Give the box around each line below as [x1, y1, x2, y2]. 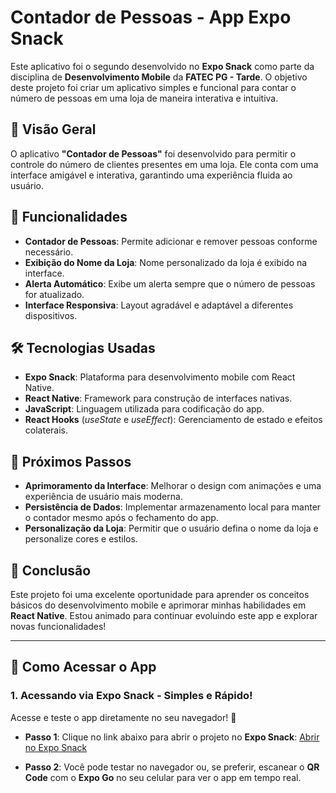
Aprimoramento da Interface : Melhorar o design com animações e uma [24, 480, 322, 492]
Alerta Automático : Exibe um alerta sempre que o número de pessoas [24, 277, 316, 290]
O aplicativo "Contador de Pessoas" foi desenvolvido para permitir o [10, 147, 297, 160]
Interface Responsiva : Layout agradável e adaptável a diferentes [24, 299, 294, 311]
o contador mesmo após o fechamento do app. [24, 512, 219, 524]
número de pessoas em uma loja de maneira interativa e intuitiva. [10, 92, 279, 104]
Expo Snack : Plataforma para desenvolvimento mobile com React [24, 371, 296, 383]
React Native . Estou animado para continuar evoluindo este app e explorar [10, 610, 318, 621]
